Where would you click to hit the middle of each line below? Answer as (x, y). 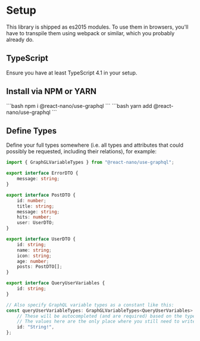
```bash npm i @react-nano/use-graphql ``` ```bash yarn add (79, 106)
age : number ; (33, 261)
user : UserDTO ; (36, 223)
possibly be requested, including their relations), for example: (81, 151)
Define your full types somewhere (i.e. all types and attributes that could (95, 145)
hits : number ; (34, 217)
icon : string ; (34, 256)
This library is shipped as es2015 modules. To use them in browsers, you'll (97, 27)
